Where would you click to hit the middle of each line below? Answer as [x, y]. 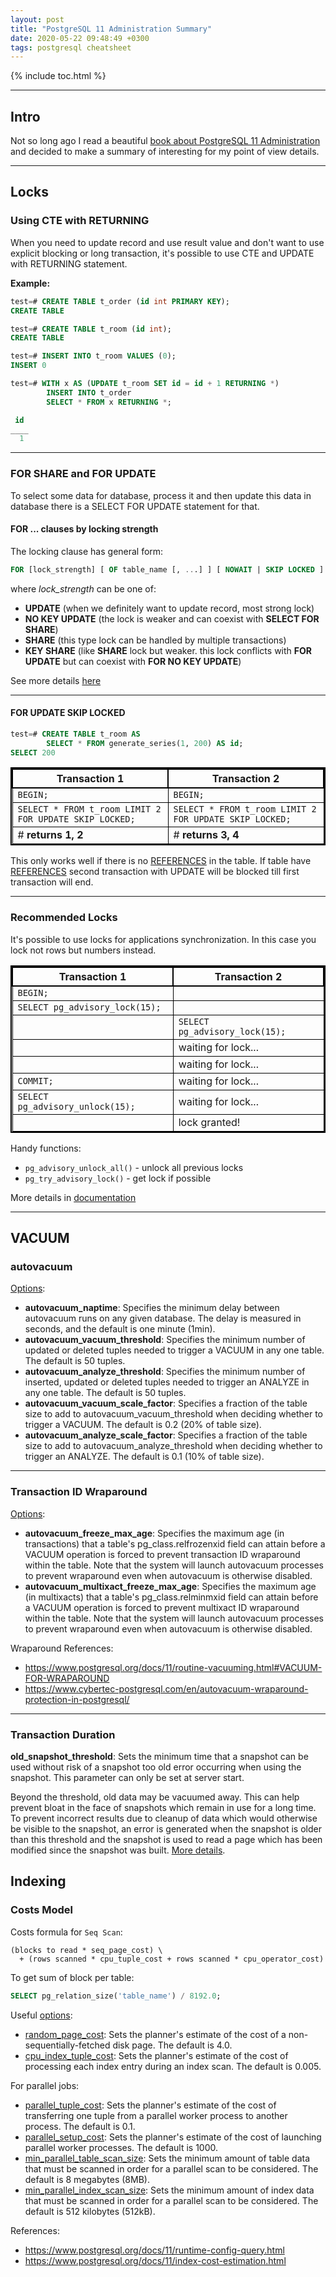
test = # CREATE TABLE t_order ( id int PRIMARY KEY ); [120, 301]
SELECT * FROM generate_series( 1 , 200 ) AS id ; [145, 743]
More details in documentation [73, 1197]
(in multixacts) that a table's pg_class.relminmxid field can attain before [171, 1597]
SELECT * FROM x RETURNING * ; [109, 402]
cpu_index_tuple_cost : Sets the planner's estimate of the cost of [156, 2055]
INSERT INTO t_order [89, 392]
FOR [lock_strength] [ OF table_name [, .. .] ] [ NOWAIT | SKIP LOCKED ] [167, 569]
